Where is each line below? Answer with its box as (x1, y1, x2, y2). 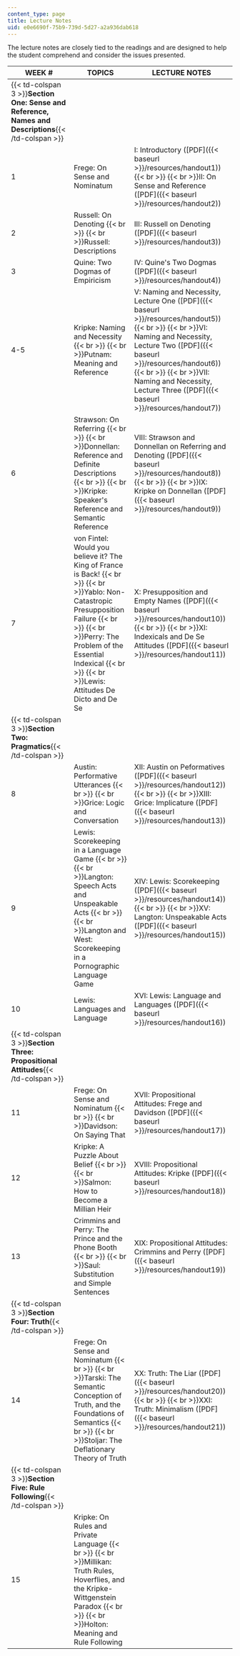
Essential (74, 649, 104, 659)
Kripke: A (74, 1142, 105, 1152)
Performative (74, 771, 118, 781)
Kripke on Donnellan (134, 487, 202, 497)
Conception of (74, 1391, 122, 1401)
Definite (74, 459, 100, 469)
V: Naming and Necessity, (134, 287, 221, 297)
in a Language (74, 845, 121, 855)
